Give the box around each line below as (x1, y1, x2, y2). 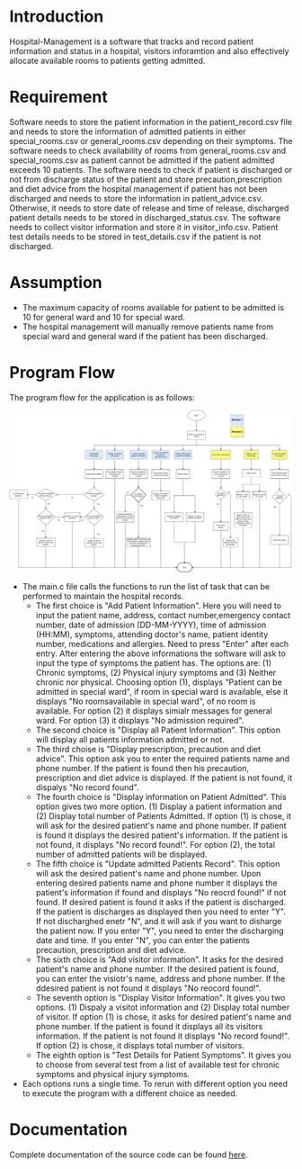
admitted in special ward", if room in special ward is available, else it (35, 686, 289, 697)
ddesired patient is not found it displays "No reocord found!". (35, 983, 262, 994)
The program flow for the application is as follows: (9, 391, 196, 402)
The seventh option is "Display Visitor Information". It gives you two (35, 992, 286, 1003)
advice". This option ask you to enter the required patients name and (35, 753, 290, 764)
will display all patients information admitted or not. (35, 733, 225, 744)
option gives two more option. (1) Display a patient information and (35, 801, 283, 812)
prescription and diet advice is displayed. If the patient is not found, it (35, 772, 293, 783)
